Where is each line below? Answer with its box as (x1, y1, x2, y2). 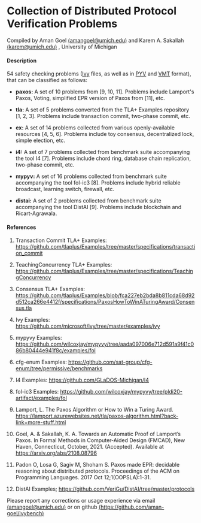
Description (7, 57, 37, 64)
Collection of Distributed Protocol (7, 4, 177, 18)
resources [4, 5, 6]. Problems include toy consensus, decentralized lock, (15, 131, 194, 138)
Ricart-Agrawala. (15, 210, 57, 217)
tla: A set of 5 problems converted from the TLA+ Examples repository (15, 106, 190, 113)
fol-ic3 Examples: (15, 388, 59, 395)
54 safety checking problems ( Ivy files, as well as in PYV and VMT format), (7, 70, 191, 77)
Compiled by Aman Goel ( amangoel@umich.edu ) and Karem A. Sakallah (7, 37, 184, 44)
